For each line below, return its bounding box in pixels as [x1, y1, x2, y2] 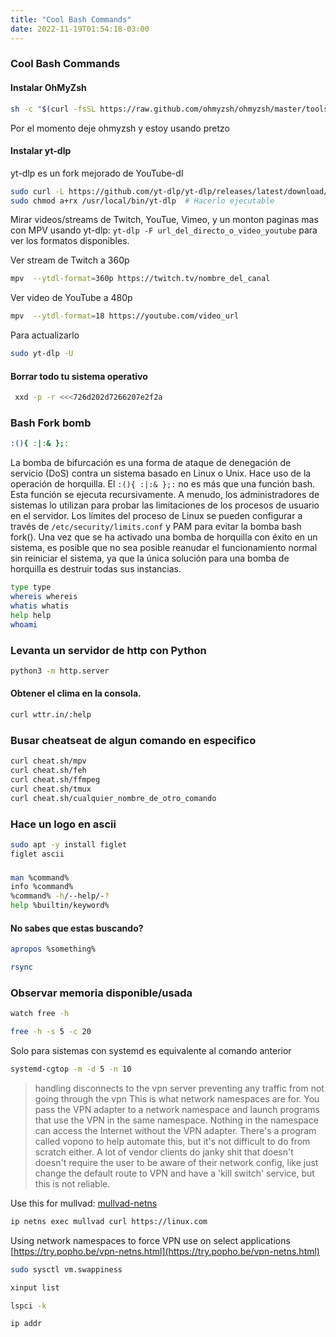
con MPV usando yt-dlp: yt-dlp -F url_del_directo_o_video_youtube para [10, 224, 318, 236]
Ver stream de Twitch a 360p [10, 254, 130, 266]
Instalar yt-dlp [10, 145, 72, 157]
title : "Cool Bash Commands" [10, 14, 132, 25]
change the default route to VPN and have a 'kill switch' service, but [34, 1167, 315, 1179]
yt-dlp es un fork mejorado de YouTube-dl [10, 167, 184, 179]
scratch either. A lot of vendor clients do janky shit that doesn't [34, 1146, 294, 1158]
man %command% [10, 872, 70, 883]
